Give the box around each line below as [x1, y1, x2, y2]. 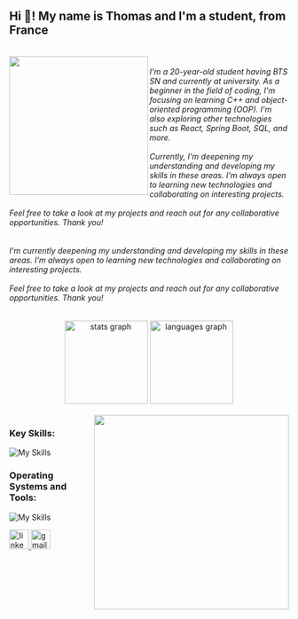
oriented [149, 104, 180, 115]
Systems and [9, 481, 67, 493]
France [9, 23, 49, 38]
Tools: [9, 491, 37, 504]
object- [261, 95, 288, 106]
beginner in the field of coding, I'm [149, 85, 276, 96]
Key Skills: [9, 427, 56, 439]
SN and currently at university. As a [149, 76, 280, 87]
